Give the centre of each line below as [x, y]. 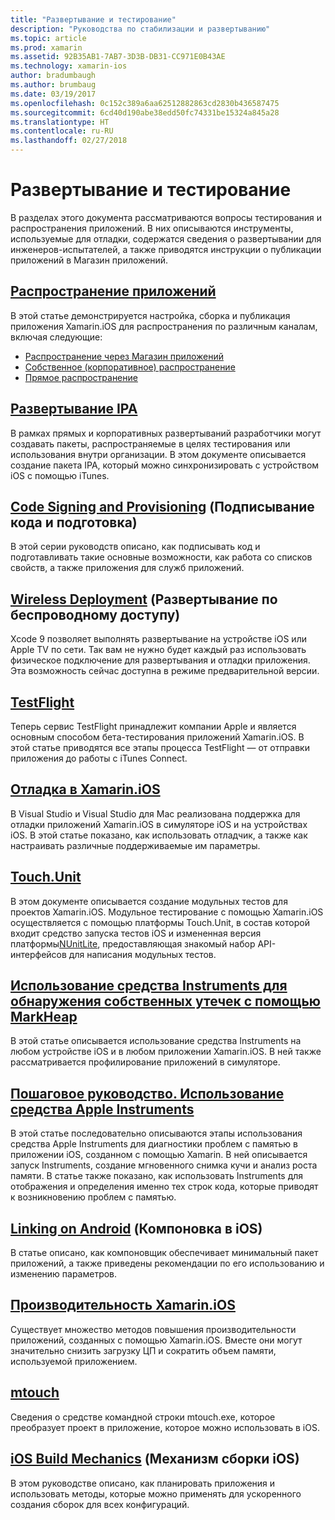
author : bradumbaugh [53, 76]
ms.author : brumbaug [53, 85]
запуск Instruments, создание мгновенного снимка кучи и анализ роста [164, 1165]
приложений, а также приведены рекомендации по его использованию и [167, 1263]
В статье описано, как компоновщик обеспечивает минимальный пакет [164, 1253]
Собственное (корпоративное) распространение [130, 367]
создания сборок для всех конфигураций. [100, 1504]
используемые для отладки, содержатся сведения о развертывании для [166, 238]
